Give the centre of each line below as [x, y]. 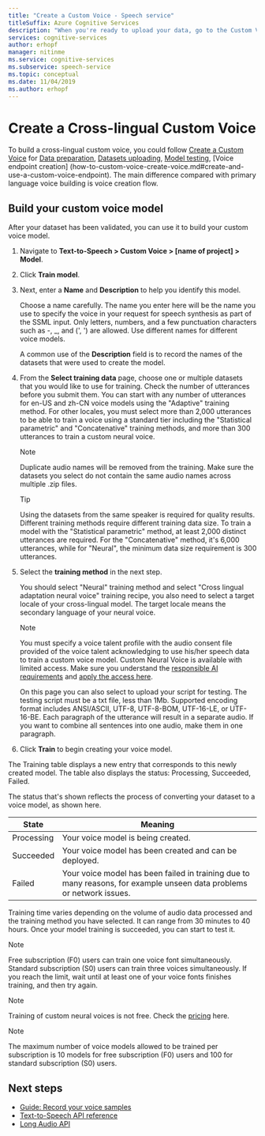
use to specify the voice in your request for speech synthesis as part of [136, 314]
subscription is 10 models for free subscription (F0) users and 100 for [121, 1055]
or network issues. [96, 893]
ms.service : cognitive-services [61, 60]
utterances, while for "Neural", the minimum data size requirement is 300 [138, 548]
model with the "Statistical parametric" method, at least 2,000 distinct [133, 532]
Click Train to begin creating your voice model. [96, 749]
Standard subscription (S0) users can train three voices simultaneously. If [127, 969]
